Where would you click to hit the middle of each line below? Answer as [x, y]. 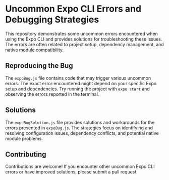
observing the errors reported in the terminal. [52, 94]
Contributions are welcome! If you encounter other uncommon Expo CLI [80, 167]
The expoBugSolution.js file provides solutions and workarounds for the [80, 122]
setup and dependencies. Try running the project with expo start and [77, 89]
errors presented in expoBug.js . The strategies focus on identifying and [79, 128]
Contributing [26, 154]
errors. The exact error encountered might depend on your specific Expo [81, 83]
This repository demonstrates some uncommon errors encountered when [81, 33]
